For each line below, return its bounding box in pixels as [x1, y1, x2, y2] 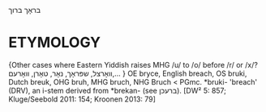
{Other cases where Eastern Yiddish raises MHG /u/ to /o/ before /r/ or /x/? [8, 60, 258, 69]
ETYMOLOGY [8, 34, 101, 52]
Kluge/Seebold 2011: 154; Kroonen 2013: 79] [8, 94, 157, 104]
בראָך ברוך [8, 6, 41, 15]
